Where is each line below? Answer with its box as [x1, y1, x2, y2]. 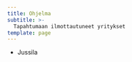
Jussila [17, 48, 38, 56]
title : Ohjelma [7, 10, 51, 17]
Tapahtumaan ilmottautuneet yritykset [13, 23, 126, 30]
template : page [7, 29, 51, 37]
